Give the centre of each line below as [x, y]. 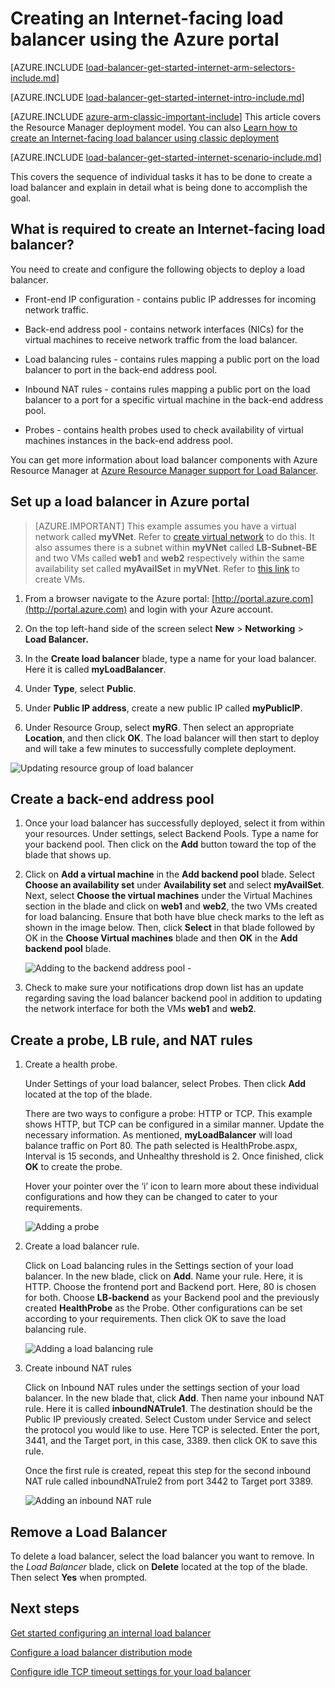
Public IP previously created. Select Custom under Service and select [168, 1419]
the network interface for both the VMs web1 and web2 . [140, 1009]
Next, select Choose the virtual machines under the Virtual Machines [168, 896]
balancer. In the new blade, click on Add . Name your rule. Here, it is [163, 1276]
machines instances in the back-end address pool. [128, 440]
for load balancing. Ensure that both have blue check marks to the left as [174, 917]
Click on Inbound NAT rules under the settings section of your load [162, 1388]
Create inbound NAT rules [78, 1368]
